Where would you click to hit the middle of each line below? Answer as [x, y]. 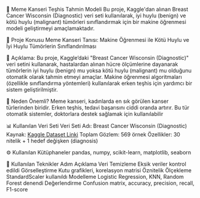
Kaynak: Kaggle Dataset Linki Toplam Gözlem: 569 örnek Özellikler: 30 [93, 134]
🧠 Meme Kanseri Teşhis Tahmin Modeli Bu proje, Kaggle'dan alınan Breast [97, 9]
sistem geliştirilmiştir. [32, 89]
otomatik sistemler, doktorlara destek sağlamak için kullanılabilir [85, 114]
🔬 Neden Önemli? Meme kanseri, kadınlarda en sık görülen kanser [87, 101]
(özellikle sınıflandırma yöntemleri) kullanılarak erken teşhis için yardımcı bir [99, 83]
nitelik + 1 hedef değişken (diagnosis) [52, 141]
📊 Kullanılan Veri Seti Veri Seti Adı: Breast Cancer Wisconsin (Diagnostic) [97, 126]
